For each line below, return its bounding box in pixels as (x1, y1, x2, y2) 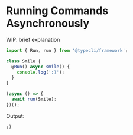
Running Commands (6, 4, 109, 18)
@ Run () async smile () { (11, 64, 70, 70)
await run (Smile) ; (11, 96, 57, 103)
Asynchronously (6, 17, 90, 30)
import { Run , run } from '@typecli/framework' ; (6, 47, 128, 54)
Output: (6, 112, 25, 119)
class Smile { (6, 58, 41, 64)
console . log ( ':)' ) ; (17, 69, 65, 75)
